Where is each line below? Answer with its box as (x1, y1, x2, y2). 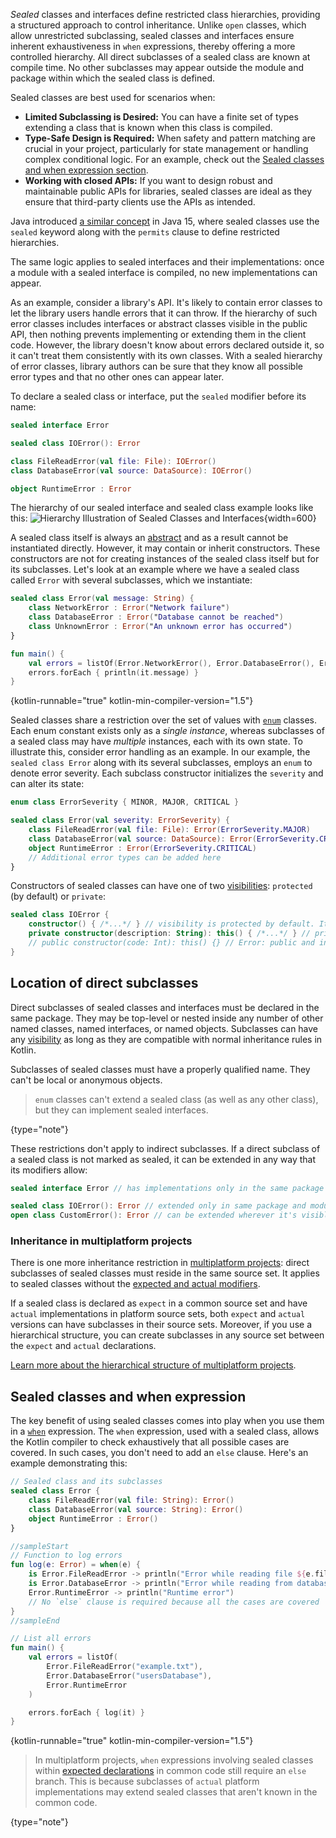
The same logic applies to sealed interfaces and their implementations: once (10, 256, 325, 268)
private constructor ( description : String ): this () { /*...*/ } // (28, 929, 311, 939)
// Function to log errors (10, 1550, 123, 1561)
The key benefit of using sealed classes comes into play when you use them (10, 1415, 325, 1427)
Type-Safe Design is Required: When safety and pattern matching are (24, 132, 316, 144)
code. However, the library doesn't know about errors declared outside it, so (10, 339, 325, 351)
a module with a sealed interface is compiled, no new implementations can (10, 267, 318, 278)
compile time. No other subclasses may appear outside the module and (10, 62, 305, 73)
